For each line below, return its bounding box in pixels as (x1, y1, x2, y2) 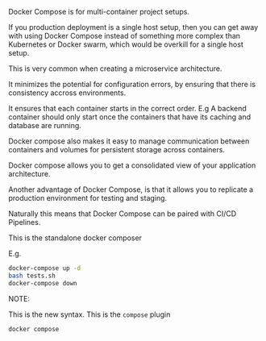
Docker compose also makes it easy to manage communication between (8, 136, 250, 146)
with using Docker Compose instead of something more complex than (8, 31, 240, 40)
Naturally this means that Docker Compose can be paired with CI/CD (8, 209, 237, 218)
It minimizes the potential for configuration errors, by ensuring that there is (8, 80, 256, 89)
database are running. (8, 121, 82, 130)
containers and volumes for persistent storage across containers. (8, 145, 226, 154)
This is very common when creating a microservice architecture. (8, 64, 222, 73)
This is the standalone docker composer (8, 233, 143, 243)
